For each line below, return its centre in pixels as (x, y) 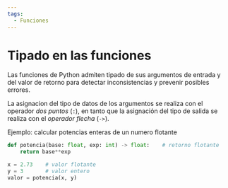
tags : (15, 14)
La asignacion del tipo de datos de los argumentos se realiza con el (105, 104)
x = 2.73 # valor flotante (52, 165)
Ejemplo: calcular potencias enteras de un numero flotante (92, 132)
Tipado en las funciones (79, 55)
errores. (19, 90)
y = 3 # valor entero (49, 171)
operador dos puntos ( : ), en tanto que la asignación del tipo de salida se (113, 111)
